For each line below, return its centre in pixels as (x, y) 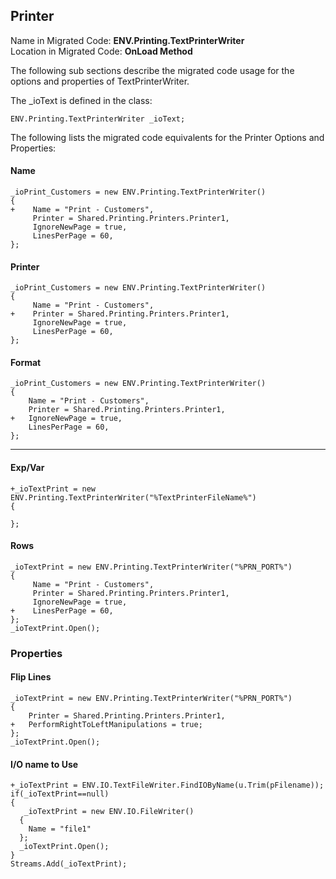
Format (26, 362)
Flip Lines (31, 677)
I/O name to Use (44, 764)
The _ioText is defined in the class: (81, 100)
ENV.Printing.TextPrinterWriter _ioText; (98, 119)
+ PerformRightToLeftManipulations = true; (106, 724)
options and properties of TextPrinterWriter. (100, 81)
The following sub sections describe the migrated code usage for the (152, 70)
